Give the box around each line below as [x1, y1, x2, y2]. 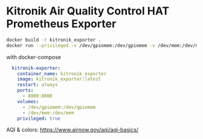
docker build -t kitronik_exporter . [6, 37, 101, 43]
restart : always [17, 82, 59, 88]
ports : [17, 87, 34, 94]
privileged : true [17, 116, 61, 122]
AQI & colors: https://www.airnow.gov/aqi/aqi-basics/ [6, 126, 139, 134]
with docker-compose [6, 53, 62, 61]
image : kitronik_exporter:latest [17, 76, 101, 82]
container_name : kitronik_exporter [17, 70, 107, 76]
